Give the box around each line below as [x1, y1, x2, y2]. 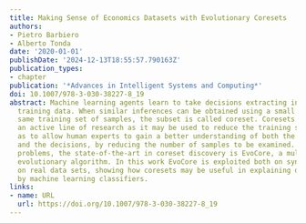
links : [9, 183, 35, 192]
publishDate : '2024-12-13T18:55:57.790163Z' [9, 56, 181, 65]
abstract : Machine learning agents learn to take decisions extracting [9, 97, 287, 107]
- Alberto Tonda [9, 38, 71, 48]
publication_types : [9, 65, 84, 74]
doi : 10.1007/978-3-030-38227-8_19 [9, 89, 145, 98]
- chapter [9, 73, 47, 82]
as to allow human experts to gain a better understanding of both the [17, 132, 296, 141]
